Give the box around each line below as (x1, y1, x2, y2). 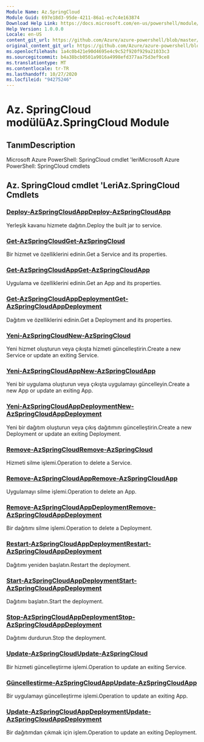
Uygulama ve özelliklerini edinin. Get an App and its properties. (6, 280, 162, 287)
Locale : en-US (6, 32, 42, 38)
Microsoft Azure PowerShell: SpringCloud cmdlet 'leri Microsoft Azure (6, 156, 180, 163)
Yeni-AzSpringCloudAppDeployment (6, 402, 118, 411)
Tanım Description (6, 140, 76, 150)
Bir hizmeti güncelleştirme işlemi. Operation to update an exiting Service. (6, 663, 186, 670)
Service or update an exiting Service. (6, 352, 99, 359)
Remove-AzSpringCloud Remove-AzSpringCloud (6, 445, 153, 453)
